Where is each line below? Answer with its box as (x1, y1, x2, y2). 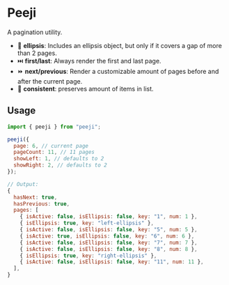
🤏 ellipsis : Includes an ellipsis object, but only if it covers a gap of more (17, 41, 223, 49)
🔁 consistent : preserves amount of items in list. (17, 84, 155, 93)
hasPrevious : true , (13, 200, 70, 207)
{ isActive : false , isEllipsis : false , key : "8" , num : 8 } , (19, 245, 198, 252)
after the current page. (17, 77, 83, 85)
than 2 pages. (17, 49, 57, 57)
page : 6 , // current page (13, 142, 89, 149)
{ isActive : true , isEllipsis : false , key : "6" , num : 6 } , (19, 232, 195, 240)
